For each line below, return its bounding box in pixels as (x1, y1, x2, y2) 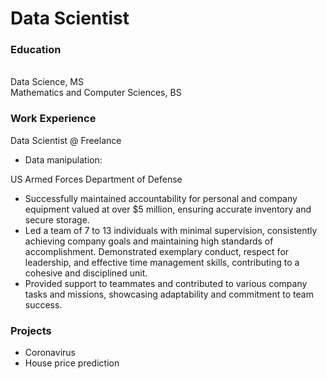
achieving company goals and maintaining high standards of (24, 235, 274, 247)
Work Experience (10, 112, 97, 126)
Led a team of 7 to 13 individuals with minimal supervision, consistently (24, 224, 318, 236)
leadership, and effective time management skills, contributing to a (24, 256, 300, 268)
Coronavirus (24, 347, 76, 359)
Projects (10, 323, 52, 337)
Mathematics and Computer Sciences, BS (10, 87, 182, 99)
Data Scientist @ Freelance (10, 134, 122, 146)
